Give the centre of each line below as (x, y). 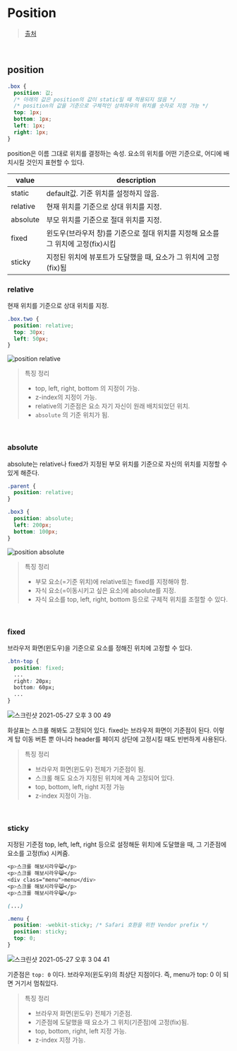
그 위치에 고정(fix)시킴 (81, 243)
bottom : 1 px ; (33, 119)
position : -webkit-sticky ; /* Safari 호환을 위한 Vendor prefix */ (111, 925)
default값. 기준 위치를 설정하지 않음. (103, 193)
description (136, 180)
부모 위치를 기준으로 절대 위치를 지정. (104, 219)
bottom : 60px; (34, 688)
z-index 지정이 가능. (63, 796)
